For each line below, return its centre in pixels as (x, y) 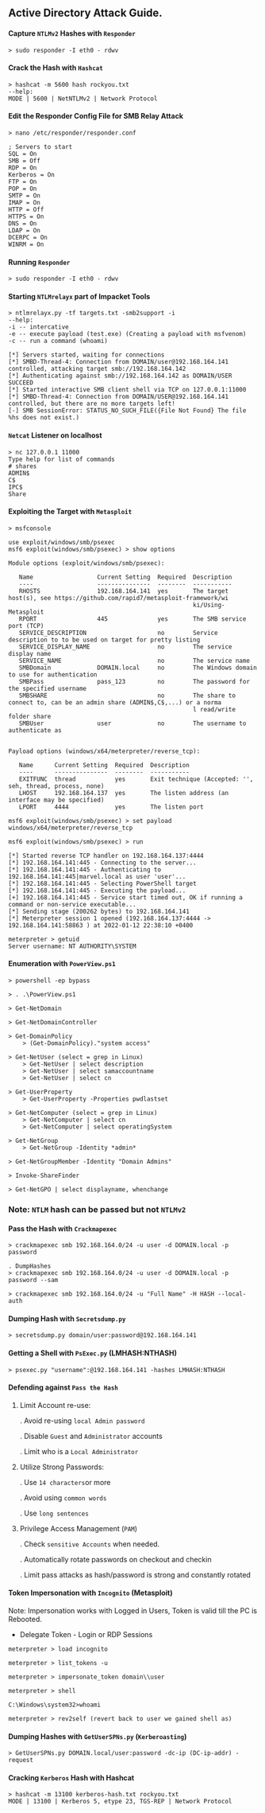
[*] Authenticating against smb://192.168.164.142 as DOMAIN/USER (120, 376)
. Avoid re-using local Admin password (82, 1421)
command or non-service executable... (72, 904)
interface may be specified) (56, 800)
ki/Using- (209, 605)
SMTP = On (25, 196)
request (21, 1760)
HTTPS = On (26, 216)
